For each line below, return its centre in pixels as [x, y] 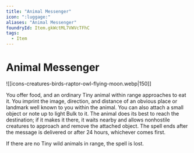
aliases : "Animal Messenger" [41, 22]
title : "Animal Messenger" [39, 11]
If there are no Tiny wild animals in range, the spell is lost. [75, 143]
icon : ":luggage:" [28, 17]
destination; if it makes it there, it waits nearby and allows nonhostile [88, 120]
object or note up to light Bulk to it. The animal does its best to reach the [93, 113]
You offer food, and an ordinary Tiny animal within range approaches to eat [96, 95]
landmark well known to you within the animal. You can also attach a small [95, 107]
